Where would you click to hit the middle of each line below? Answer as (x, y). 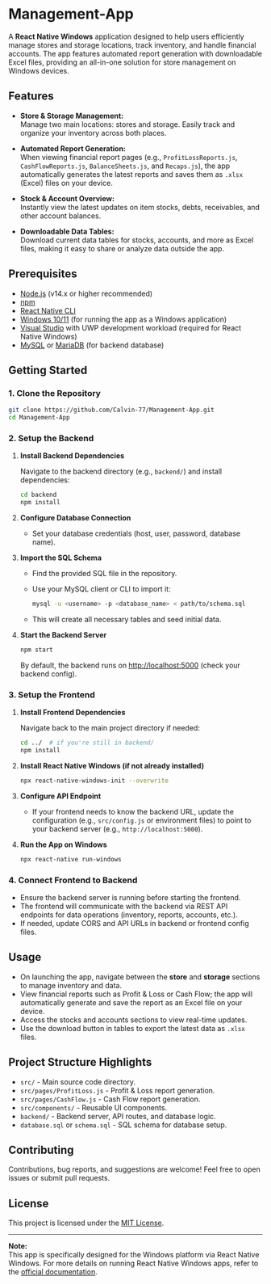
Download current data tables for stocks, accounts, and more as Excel (137, 240)
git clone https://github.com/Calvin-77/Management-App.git (112, 410)
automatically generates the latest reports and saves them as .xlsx (131, 174)
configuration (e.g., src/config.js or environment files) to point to (142, 820)
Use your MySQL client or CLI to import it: (101, 589)
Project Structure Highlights (80, 1062)
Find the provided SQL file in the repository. (104, 574)
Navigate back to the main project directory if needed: (110, 728)
